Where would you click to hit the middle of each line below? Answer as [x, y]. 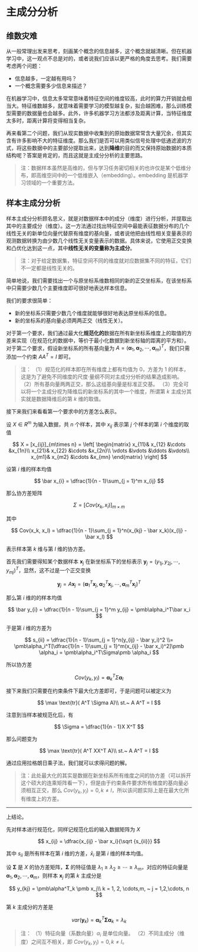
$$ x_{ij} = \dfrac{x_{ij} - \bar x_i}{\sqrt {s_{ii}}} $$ [99, 841]
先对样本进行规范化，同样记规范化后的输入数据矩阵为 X [73, 830]
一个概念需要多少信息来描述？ [51, 86]
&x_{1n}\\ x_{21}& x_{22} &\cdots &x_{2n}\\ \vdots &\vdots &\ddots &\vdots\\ [99, 451]
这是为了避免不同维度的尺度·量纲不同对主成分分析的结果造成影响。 [101, 377]
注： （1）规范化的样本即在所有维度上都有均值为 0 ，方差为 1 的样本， [105, 369]
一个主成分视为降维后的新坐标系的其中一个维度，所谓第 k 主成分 [109, 391]
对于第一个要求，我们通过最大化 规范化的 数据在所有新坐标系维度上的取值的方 [99, 333]
